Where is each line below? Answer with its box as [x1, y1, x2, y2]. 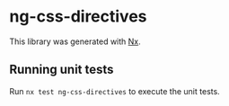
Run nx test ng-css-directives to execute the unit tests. [9, 85, 220, 96]
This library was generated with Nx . [9, 36, 141, 47]
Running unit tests [9, 62, 114, 77]
